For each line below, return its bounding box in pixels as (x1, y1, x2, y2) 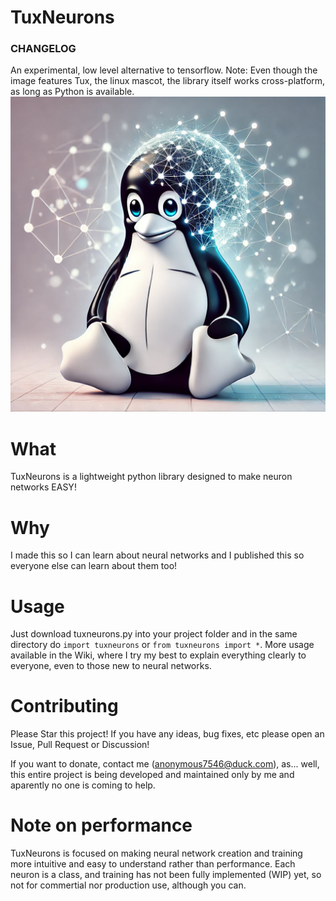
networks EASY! (10, 481, 77, 493)
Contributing (10, 695, 119, 718)
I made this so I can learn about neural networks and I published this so (10, 549, 305, 561)
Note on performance (10, 814, 193, 837)
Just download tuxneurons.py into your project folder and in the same (10, 628, 298, 640)
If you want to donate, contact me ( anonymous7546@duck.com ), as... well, (10, 758, 320, 770)
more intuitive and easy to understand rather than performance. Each (10, 858, 296, 870)
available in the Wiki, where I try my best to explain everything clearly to (10, 649, 307, 661)
